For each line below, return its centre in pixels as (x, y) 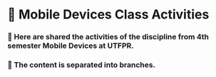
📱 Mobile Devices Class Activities (108, 15)
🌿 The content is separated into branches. (81, 65)
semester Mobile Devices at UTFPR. (71, 46)
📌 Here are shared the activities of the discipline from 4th (108, 37)
